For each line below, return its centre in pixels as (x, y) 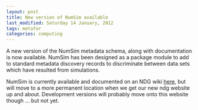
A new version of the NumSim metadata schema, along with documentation (99, 51)
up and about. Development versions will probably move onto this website (97, 94)
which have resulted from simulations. (53, 70)
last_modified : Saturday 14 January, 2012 (60, 23)
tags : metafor (24, 28)
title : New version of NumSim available (57, 17)
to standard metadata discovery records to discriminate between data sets (98, 64)
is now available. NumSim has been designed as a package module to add (98, 57)
